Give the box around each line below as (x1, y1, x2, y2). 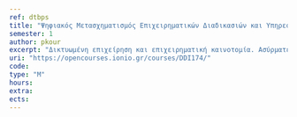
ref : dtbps (9, 12, 49, 22)
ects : (9, 94, 29, 104)
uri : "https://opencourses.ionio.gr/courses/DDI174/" (9, 54, 212, 62)
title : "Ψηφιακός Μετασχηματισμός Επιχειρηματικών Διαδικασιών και (9, 21, 263, 30)
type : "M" (9, 70, 46, 79)
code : (9, 62, 29, 71)
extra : (9, 86, 34, 95)
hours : (9, 78, 34, 87)
